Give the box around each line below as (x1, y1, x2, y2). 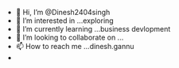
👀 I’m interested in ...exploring (15, 16, 114, 25)
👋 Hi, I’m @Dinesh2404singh (15, 8, 111, 17)
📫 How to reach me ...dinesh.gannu (15, 42, 134, 51)
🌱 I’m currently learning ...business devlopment (15, 25, 171, 33)
